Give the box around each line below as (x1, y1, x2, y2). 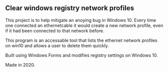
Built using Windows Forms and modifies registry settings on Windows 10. (5, 52, 158, 58)
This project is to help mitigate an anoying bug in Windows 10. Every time (5, 17, 156, 23)
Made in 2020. (5, 62, 36, 68)
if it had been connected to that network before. (5, 27, 104, 34)
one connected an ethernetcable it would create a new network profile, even (5, 22, 163, 28)
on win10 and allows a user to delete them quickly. (5, 42, 109, 49)
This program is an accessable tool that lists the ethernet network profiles (5, 37, 158, 43)
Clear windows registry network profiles (5, 4, 134, 12)
